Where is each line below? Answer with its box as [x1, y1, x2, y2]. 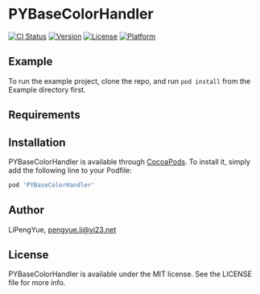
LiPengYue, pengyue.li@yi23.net [8, 225, 117, 234]
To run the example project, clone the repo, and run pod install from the [8, 76, 251, 85]
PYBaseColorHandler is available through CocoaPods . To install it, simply [8, 156, 251, 166]
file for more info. [8, 278, 66, 288]
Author [8, 203, 44, 217]
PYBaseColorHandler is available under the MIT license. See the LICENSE [8, 269, 252, 279]
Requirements [8, 108, 80, 122]
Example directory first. [8, 85, 86, 94]
